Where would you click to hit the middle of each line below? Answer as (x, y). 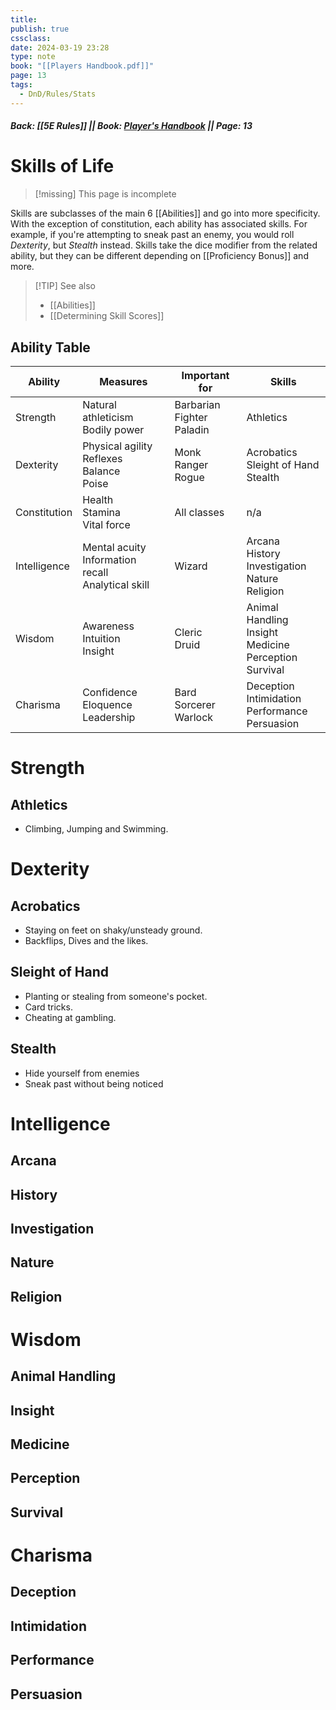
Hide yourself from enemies (82, 1073)
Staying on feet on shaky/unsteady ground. (113, 930)
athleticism (108, 417)
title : (24, 19)
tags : (21, 85)
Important (205, 375)
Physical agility (117, 446)
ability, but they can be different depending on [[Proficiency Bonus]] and (159, 256)
